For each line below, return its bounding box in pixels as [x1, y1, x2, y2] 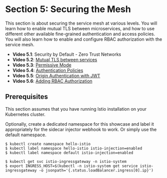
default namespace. [5, 132, 47, 138]
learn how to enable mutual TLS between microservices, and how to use [5, 25, 154, 31]
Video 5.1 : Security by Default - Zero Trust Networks [12, 51, 121, 57]
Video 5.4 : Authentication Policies [12, 67, 84, 73]
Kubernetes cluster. [5, 111, 46, 117]
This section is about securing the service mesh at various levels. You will [5, 20, 157, 26]
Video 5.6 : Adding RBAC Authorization [12, 78, 93, 84]
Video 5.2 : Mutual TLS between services [12, 56, 97, 62]
